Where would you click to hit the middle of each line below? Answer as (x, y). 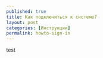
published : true (26, 11)
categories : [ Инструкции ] (38, 28)
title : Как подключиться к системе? (51, 17)
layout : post (22, 22)
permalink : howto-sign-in (38, 33)
